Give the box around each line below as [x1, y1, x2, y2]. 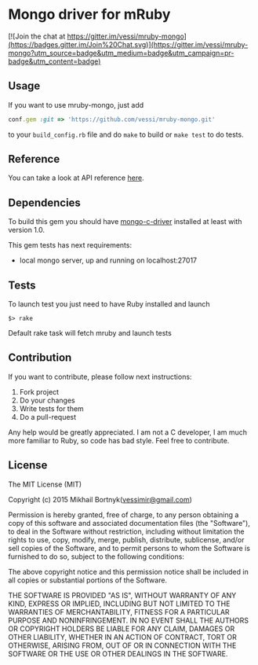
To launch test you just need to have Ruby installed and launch [8, 299, 210, 309]
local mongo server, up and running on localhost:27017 [19, 255, 198, 265]
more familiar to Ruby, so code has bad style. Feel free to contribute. [8, 435, 230, 445]
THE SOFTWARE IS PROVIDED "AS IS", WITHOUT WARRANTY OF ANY [8, 590, 237, 600]
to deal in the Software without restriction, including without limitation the [8, 527, 245, 536]
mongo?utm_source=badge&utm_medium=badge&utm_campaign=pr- [8, 48, 234, 57]
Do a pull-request [19, 412, 77, 421]
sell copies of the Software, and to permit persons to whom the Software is [8, 543, 251, 553]
